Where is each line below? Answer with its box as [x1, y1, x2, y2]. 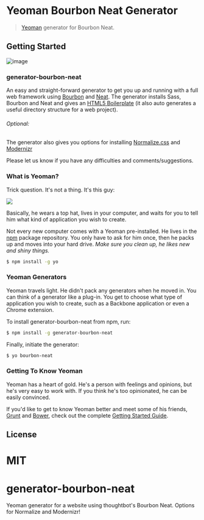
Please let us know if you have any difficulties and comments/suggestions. [6, 157, 194, 164]
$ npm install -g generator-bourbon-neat [6, 330, 113, 336]
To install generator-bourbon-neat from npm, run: [6, 317, 131, 325]
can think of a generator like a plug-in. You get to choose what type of [6, 293, 183, 300]
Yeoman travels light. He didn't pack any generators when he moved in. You [6, 286, 197, 294]
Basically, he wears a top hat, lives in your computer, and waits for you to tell [6, 209, 199, 217]
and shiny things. [6, 247, 50, 254]
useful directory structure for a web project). [6, 106, 118, 113]
